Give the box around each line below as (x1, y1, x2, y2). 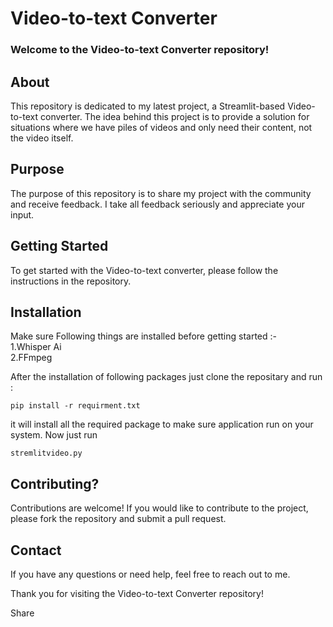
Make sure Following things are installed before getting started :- (10, 330, 278, 342)
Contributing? (10, 475, 100, 492)
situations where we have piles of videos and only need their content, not (10, 121, 313, 133)
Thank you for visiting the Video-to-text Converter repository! (10, 587, 264, 599)
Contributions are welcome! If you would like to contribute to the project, (10, 502, 309, 514)
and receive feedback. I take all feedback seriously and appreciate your (10, 198, 305, 210)
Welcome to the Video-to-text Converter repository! (10, 43, 270, 57)
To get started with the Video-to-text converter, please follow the (10, 264, 279, 276)
